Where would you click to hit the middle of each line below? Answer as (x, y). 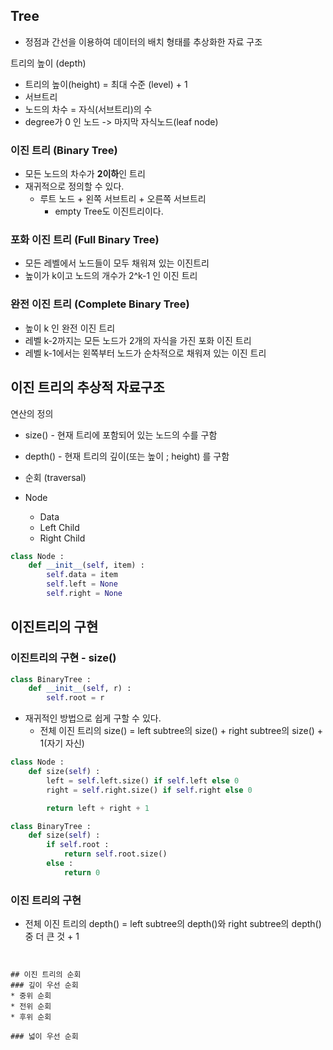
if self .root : (78, 845)
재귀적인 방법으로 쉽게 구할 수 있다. (93, 718)
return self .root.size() (115, 854)
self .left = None (82, 584)
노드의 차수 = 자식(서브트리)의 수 (88, 109)
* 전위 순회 (31, 1007)
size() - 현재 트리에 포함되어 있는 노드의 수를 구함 (121, 435)
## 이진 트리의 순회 (46, 975)
